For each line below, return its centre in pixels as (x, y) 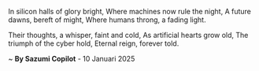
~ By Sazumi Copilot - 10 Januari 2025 (72, 59)
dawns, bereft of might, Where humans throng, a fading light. (107, 20)
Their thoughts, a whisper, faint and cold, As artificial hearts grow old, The (128, 35)
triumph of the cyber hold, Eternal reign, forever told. (94, 43)
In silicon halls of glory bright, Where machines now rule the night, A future (130, 11)
